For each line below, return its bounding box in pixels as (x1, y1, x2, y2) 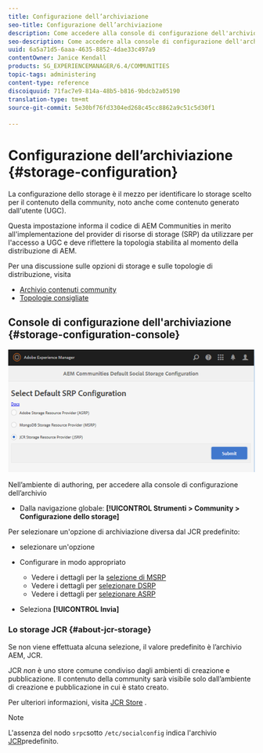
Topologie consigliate (19, 293, 89, 303)
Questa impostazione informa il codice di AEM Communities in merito (8, 221, 232, 231)
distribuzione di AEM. (8, 246, 77, 256)
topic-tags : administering (8, 71, 96, 78)
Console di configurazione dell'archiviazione (8, 316, 232, 329)
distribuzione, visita (8, 270, 72, 279)
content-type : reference (8, 78, 89, 86)
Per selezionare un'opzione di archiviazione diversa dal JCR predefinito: (8, 527, 240, 537)
